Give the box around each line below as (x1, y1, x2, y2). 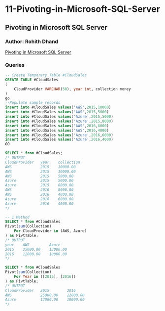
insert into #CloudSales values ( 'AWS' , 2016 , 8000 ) (5, 123, 109, 128)
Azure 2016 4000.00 (5, 201, 74, 206)
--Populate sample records (5, 100, 61, 105)
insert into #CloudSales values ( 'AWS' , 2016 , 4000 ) (5, 128, 109, 133)
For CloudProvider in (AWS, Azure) (14, 228, 87, 233)
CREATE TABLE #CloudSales (5, 78, 58, 83)
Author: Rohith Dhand (5, 38, 58, 45)
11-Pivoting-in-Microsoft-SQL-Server (5, 3, 160, 15)
